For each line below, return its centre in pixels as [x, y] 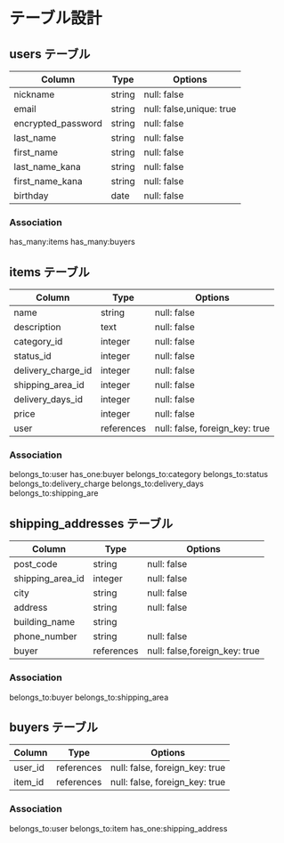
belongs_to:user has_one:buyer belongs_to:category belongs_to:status [139, 474]
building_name [45, 622]
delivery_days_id [48, 400]
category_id [38, 342]
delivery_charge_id [53, 370]
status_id [32, 356]
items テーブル [50, 272]
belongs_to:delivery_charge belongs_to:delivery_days [107, 484]
